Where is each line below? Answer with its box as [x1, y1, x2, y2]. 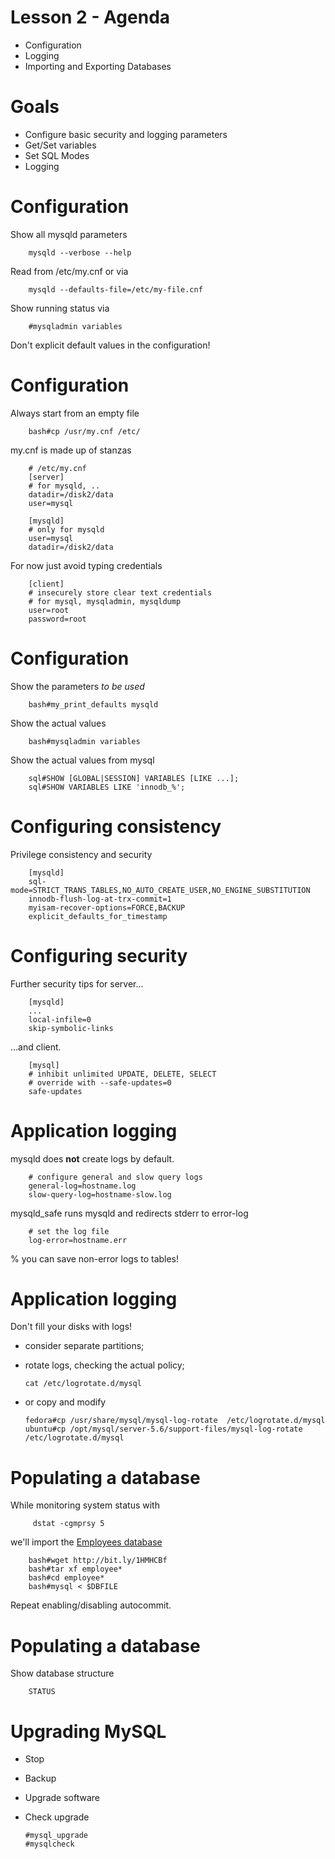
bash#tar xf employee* [28, 1564, 123, 1575]
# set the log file [28, 1226, 110, 1236]
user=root [28, 605, 70, 615]
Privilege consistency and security [10, 848, 153, 860]
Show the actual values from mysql [10, 754, 155, 766]
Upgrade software [24, 1792, 100, 1804]
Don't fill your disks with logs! [10, 1321, 133, 1333]
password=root [28, 614, 87, 624]
